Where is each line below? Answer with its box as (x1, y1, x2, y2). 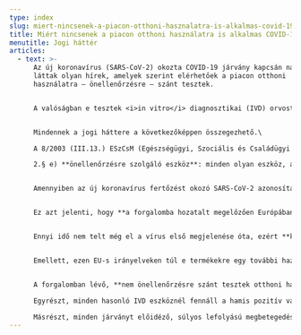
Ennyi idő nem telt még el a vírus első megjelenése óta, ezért (32, 232, 279, 241)
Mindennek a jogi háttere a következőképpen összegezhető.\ (32, 127, 262, 137)
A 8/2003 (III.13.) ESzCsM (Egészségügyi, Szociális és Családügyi (32, 144, 291, 153)
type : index (9, 13, 54, 22)
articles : (9, 47, 47, 56)
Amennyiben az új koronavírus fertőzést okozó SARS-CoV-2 (32, 185, 254, 193)
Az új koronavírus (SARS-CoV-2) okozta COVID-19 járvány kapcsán (32, 64, 282, 73)
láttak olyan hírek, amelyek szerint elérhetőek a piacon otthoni (32, 72, 287, 81)
